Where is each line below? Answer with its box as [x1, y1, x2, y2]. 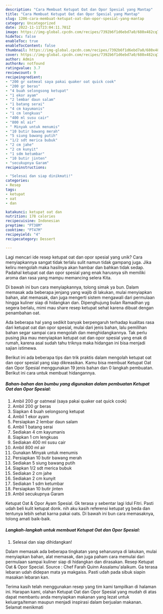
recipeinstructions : [5, 165, 47, 170]
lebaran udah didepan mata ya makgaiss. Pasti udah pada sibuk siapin [5, 569, 146, 575]
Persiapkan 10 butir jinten [12, 486, 63, 492]
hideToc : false [5, 34, 36, 39]
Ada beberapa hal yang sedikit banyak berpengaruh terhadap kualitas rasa [5, 319, 154, 325]
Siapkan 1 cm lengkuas [12, 435, 59, 440]
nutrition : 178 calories [5, 214, 56, 219]
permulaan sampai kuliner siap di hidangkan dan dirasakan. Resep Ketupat [5, 559, 154, 565]
